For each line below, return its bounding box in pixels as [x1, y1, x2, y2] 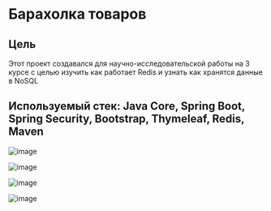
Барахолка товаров [8, 5, 147, 24]
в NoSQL [8, 76, 39, 85]
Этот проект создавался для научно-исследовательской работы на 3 [8, 58, 250, 68]
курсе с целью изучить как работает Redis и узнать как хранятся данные [8, 67, 264, 77]
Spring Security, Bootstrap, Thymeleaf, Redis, [8, 112, 245, 126]
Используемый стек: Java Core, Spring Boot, [8, 99, 246, 114]
